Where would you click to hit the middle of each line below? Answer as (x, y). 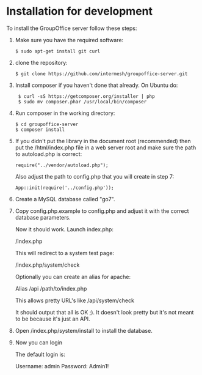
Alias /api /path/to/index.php (51, 288)
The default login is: (40, 354)
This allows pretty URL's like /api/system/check (74, 300)
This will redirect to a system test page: (65, 253)
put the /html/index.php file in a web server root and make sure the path (106, 147)
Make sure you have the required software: (69, 40)
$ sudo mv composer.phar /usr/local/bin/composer (82, 102)
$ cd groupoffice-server (47, 124)
